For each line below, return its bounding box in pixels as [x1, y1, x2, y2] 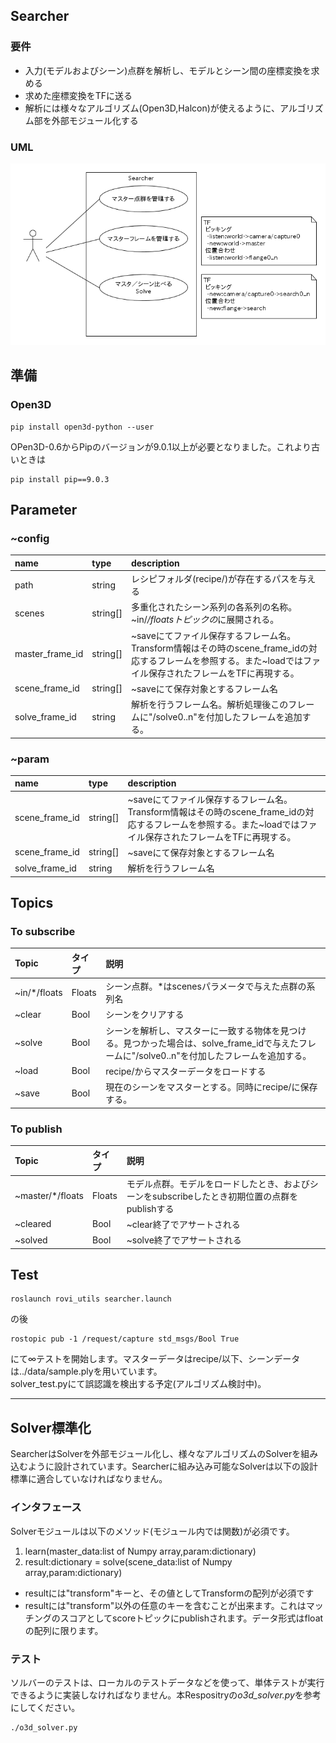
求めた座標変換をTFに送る [24, 89, 133, 101]
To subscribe [10, 925, 76, 938]
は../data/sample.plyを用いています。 [10, 1365, 163, 1378]
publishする [126, 1202, 175, 1214]
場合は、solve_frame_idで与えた [166, 1037, 300, 1049]
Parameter [10, 502, 78, 519]
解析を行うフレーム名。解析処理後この [130, 699, 289, 711]
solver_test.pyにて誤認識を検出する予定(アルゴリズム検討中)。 [10, 1378, 267, 1390]
